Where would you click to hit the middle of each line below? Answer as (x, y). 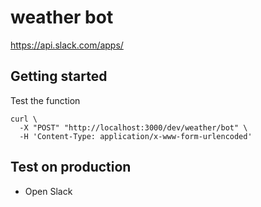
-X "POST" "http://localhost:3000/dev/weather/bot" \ (133, 127)
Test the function (45, 100)
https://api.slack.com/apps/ (67, 45)
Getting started (59, 76)
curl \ (24, 119)
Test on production (71, 167)
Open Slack (48, 191)
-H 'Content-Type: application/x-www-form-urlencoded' (136, 136)
